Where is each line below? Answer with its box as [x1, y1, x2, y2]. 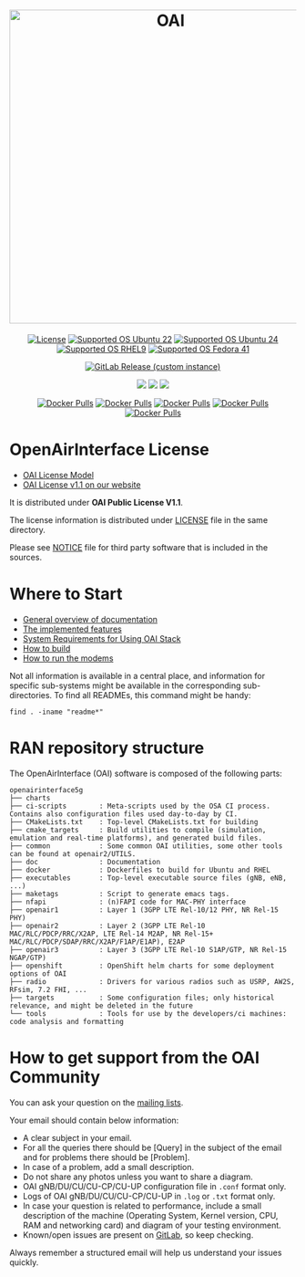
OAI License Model [22, 469, 94, 480]
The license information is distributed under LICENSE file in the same [9, 514, 269, 525]
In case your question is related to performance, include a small [22, 1200, 262, 1211]
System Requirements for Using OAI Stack [22, 633, 181, 644]
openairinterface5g [9, 785, 84, 794]
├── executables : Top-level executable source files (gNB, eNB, [9, 873, 287, 883]
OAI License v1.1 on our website [22, 479, 141, 490]
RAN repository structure [9, 738, 205, 758]
